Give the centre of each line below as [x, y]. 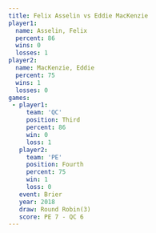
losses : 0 [32, 90]
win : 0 [37, 135]
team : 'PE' [44, 157]
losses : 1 [32, 53]
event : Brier [40, 194]
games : [19, 98]
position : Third [53, 120]
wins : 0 [28, 46]
